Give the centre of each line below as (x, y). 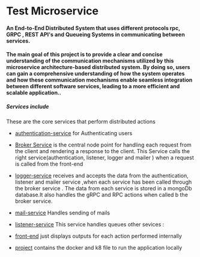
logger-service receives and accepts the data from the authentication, (102, 176)
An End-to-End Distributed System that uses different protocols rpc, (93, 28)
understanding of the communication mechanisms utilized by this (90, 61)
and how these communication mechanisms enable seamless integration (99, 80)
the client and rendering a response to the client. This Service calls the (102, 151)
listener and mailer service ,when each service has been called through (103, 182)
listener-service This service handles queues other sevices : (89, 225)
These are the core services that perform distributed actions (81, 122)
